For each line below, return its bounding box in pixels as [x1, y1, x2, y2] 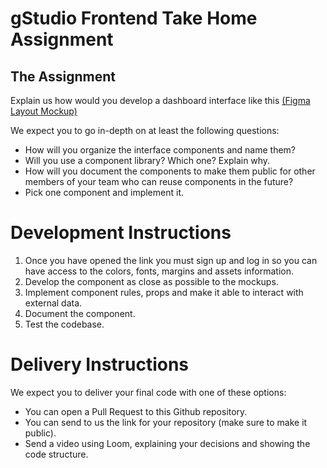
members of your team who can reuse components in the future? [24, 176, 294, 187]
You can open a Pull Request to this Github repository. [24, 405, 248, 417]
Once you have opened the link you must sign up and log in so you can [24, 254, 318, 266]
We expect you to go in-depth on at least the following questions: [10, 125, 280, 136]
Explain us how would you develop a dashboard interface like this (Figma [10, 95, 311, 106]
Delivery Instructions [10, 353, 190, 376]
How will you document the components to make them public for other [24, 165, 316, 177]
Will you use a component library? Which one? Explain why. [24, 155, 271, 166]
